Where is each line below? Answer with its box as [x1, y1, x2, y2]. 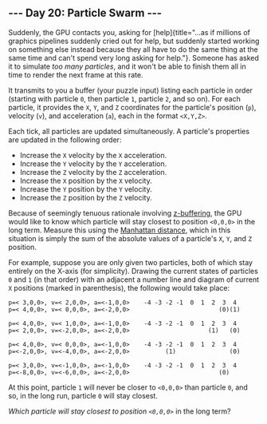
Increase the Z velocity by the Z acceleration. [19, 167, 167, 176]
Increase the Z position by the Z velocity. [19, 192, 153, 202]
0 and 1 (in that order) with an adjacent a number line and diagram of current [8, 275, 260, 284]
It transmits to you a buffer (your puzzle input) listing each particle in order [8, 85, 253, 95]
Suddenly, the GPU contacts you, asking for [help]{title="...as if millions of [8, 27, 251, 37]
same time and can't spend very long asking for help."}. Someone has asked [8, 53, 259, 62]
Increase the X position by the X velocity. [19, 176, 153, 185]
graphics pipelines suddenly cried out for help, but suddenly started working [8, 36, 260, 46]
